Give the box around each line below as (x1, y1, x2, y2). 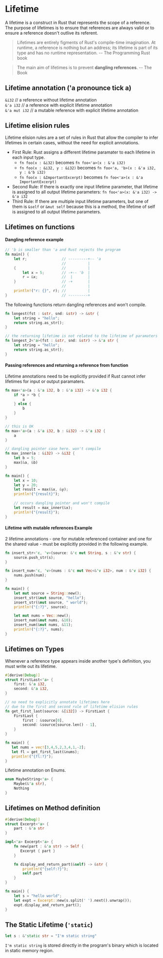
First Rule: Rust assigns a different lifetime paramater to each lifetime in (12, 149, 155, 155)
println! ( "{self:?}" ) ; (22, 867, 69, 871)
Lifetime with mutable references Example (5, 525, 92, 531)
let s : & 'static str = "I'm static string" (5, 934, 97, 938)
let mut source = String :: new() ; (14, 591, 82, 596)
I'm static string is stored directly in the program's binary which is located (5, 942, 159, 948)
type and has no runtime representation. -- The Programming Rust (17, 50, 150, 56)
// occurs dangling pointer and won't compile (14, 501, 110, 506)
